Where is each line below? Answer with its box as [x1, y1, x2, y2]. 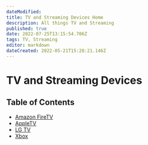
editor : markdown [6, 43, 50, 49]
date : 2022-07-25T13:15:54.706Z [6, 31, 87, 37]
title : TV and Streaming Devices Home [6, 14, 103, 20]
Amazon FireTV [14, 113, 54, 120]
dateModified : [6, 8, 42, 15]
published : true [6, 25, 47, 32]
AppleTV [14, 119, 37, 126]
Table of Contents [6, 97, 75, 108]
